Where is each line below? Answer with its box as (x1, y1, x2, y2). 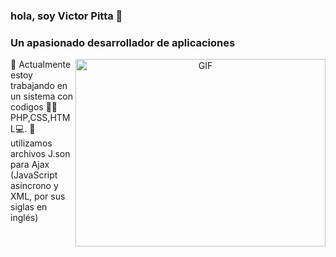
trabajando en (10, 80, 68, 92)
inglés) (10, 212, 39, 224)
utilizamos (10, 137, 53, 149)
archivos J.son (10, 148, 71, 160)
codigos (10, 101, 44, 113)
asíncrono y (10, 180, 59, 192)
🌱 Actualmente (10, 59, 72, 71)
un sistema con (10, 90, 73, 103)
